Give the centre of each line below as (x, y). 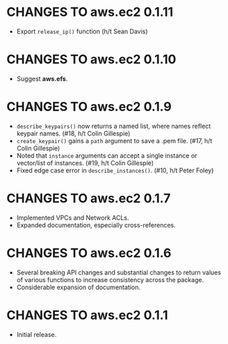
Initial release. (36, 334)
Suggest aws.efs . (42, 79)
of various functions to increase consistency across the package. (110, 279)
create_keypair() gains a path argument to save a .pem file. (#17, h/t (114, 140)
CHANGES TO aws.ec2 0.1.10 (91, 59)
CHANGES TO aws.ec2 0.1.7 (89, 198)
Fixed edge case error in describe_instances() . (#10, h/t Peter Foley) (115, 170)
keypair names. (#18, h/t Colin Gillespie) (73, 133)
